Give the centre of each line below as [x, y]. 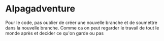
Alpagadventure [40, 9]
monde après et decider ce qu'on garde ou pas [55, 33]
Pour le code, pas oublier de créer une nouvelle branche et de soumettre [81, 22]
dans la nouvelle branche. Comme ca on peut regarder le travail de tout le [82, 27]
